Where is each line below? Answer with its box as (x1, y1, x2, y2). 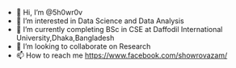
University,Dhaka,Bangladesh (15, 33, 115, 42)
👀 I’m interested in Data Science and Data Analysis (15, 16, 184, 26)
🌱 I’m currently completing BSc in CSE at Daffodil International (15, 25, 223, 34)
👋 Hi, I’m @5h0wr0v (15, 8, 83, 17)
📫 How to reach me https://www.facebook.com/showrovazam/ (15, 50, 228, 60)
